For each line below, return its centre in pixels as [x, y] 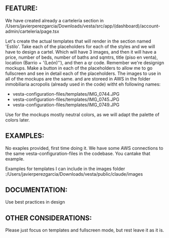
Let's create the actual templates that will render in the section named [78, 41]
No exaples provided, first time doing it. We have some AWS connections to [84, 148]
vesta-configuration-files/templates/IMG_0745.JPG [66, 99]
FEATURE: [22, 8]
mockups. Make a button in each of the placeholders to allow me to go [79, 68]
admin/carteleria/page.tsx [32, 31]
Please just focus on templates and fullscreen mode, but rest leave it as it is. [85, 230]
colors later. [18, 120]
